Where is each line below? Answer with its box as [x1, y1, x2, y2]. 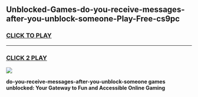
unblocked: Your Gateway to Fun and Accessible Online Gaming [6, 84, 166, 91]
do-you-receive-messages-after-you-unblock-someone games [6, 78, 166, 85]
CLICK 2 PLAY [6, 53, 47, 62]
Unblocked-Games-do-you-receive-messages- [6, 5, 185, 15]
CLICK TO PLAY [6, 32, 52, 40]
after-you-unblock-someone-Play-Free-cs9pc [6, 14, 180, 24]
